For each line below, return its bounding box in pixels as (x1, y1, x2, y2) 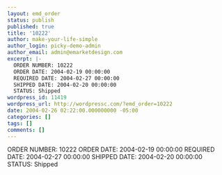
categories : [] (7, 113, 51, 120)
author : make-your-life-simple (7, 36, 98, 43)
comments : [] (7, 126, 45, 133)
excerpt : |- (7, 56, 42, 62)
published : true (7, 23, 54, 30)
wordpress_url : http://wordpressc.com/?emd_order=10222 (7, 101, 173, 108)
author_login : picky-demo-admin (7, 42, 101, 49)
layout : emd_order (7, 10, 61, 17)
